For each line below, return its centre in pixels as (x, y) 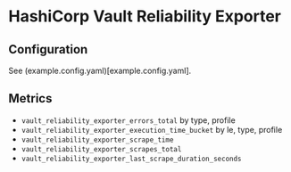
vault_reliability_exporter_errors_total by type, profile (128, 120)
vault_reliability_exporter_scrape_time (97, 140)
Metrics (30, 98)
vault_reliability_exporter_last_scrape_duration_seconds (131, 159)
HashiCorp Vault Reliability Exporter (145, 16)
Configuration (48, 49)
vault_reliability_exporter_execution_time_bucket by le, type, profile (152, 129)
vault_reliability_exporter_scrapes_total (101, 149)
